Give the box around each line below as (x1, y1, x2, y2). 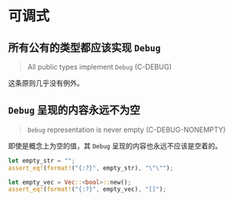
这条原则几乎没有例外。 (8, 79, 84, 87)
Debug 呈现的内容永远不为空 (8, 104, 140, 117)
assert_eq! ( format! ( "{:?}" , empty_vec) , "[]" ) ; (8, 185, 167, 193)
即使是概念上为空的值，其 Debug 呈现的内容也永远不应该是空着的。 (8, 141, 222, 150)
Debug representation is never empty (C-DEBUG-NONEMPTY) (27, 125, 226, 134)
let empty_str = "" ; (8, 156, 76, 165)
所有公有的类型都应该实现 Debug (8, 41, 161, 54)
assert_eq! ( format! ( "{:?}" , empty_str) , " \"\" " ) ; (8, 164, 174, 172)
